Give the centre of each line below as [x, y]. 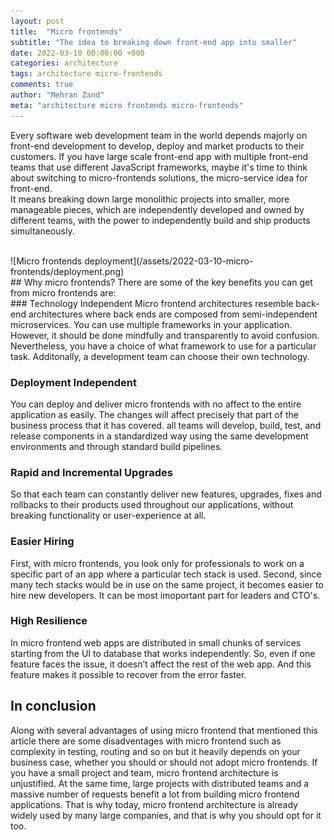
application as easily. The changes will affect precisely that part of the [154, 414]
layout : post [37, 21]
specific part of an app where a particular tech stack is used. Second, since [166, 574]
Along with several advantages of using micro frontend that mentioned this [164, 730]
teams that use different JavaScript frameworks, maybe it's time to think [159, 167]
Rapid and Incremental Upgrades [91, 472]
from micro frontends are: [63, 292]
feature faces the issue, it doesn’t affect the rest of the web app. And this [161, 664]
